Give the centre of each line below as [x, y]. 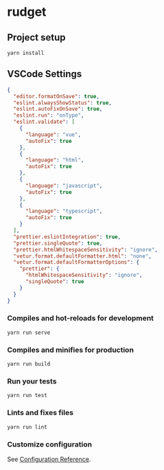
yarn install [26, 53]
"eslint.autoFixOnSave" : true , [58, 109]
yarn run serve [29, 333]
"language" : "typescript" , [64, 211]
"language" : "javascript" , [64, 186]
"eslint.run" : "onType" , [49, 115]
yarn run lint [27, 427]
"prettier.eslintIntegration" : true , [67, 237]
